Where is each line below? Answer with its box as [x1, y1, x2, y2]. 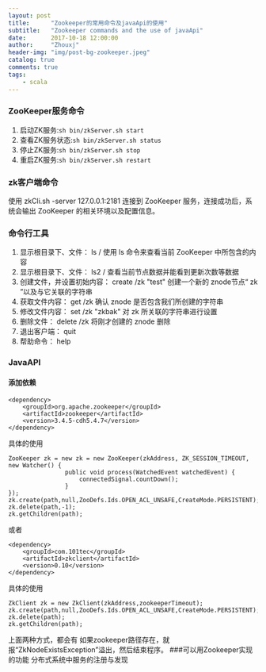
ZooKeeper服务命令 [8, 106, 85, 117]
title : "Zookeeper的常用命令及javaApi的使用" [8, 19, 168, 27]
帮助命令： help [19, 336, 71, 346]
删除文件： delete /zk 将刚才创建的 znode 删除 [19, 317, 171, 326]
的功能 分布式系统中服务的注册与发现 [8, 655, 128, 664]
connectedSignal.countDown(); [78, 475, 179, 483]
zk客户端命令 [8, 176, 59, 187]
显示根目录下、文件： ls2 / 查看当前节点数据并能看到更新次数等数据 [19, 267, 239, 277]
